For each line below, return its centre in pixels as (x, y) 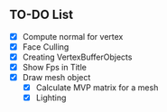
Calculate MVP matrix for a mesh (97, 88)
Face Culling (46, 47)
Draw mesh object (56, 78)
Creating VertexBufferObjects (77, 57)
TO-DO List (42, 15)
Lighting (51, 98)
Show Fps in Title (55, 67)
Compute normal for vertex (73, 36)
